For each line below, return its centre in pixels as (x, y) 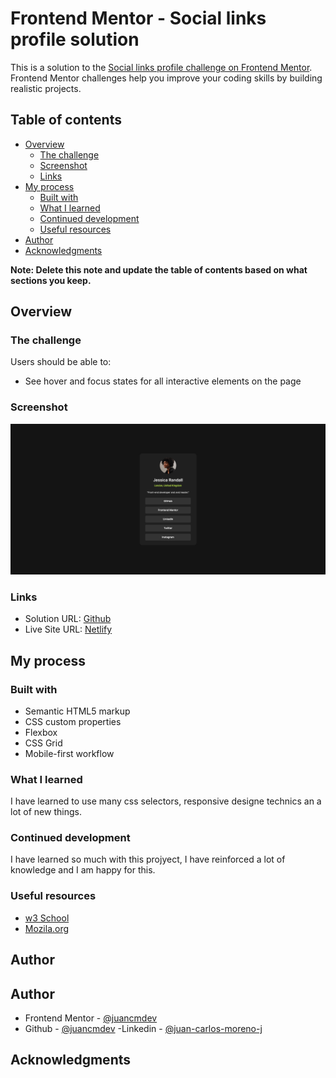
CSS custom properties (73, 721)
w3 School (47, 918)
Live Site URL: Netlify (68, 629)
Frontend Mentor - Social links (138, 18)
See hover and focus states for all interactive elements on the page (163, 381)
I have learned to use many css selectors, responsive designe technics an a (166, 801)
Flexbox (41, 732)
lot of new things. (46, 812)
